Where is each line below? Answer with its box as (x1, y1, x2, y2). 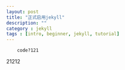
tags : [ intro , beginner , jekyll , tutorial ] (6, 31, 120, 37)
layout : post (6, 8, 39, 15)
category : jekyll (6, 25, 52, 32)
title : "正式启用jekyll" (6, 14, 65, 20)
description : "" (6, 20, 47, 26)
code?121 (17, 47, 39, 54)
